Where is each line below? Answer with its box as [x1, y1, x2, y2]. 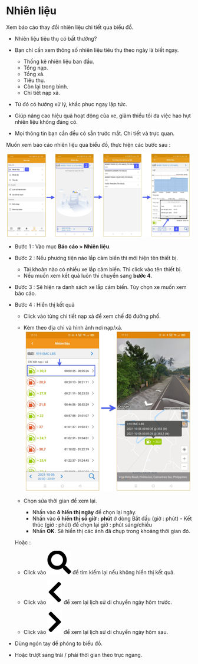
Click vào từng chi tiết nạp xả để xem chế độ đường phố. [23, 313, 161, 320]
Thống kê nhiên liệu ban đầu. [23, 58, 94, 65]
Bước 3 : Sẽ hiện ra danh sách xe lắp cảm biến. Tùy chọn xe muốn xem [14, 284, 187, 291]
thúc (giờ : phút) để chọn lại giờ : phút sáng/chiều [32, 521, 152, 528]
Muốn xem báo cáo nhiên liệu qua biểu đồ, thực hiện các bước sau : [6, 141, 171, 148]
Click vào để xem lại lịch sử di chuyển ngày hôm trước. [23, 599, 173, 606]
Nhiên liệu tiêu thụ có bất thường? [14, 35, 97, 42]
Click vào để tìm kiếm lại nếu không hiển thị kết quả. [23, 569, 175, 576]
